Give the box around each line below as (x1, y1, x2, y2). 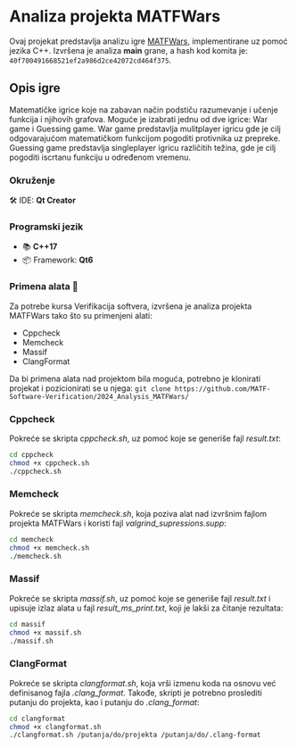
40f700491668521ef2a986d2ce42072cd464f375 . (9, 54, 172, 65)
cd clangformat (9, 714, 66, 723)
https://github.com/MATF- (174, 384, 271, 394)
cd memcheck (9, 535, 54, 544)
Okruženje (9, 174, 56, 187)
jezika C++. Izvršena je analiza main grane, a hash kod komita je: (9, 45, 248, 55)
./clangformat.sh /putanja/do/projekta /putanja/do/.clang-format (9, 730, 261, 740)
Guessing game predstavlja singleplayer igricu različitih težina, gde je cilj (9, 142, 276, 153)
